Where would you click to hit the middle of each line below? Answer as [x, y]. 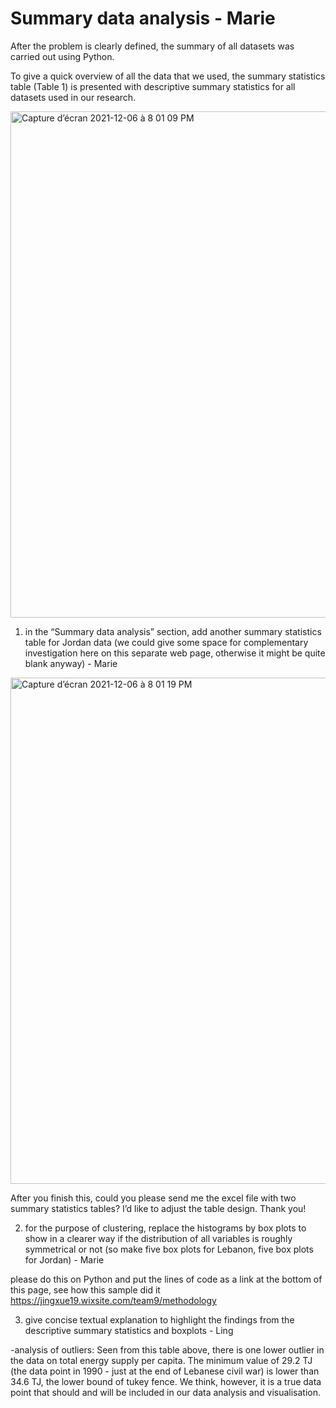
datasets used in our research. [73, 97]
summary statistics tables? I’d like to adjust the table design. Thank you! [158, 1208]
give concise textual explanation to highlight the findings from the [159, 1319]
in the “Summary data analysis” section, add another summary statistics [173, 631]
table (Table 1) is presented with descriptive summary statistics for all [153, 86]
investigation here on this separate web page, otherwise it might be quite [175, 653]
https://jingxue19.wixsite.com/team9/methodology [113, 1300]
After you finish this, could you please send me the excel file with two [153, 1198]
